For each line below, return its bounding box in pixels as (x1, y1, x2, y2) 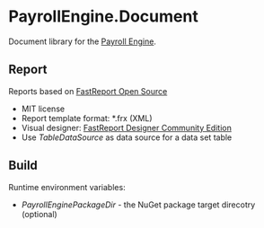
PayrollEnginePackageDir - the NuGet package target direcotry (21, 199, 256, 210)
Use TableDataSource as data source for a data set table (21, 132, 233, 143)
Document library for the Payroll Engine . (8, 36, 156, 47)
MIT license (21, 103, 65, 114)
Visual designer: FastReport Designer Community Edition (21, 122, 233, 133)
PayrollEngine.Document (8, 6, 198, 27)
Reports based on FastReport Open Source (8, 85, 168, 96)
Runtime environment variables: (8, 181, 127, 192)
